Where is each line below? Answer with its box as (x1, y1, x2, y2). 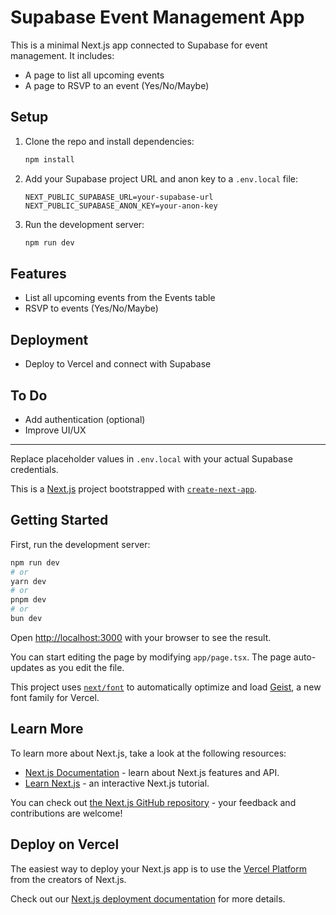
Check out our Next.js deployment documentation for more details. (10, 892, 286, 905)
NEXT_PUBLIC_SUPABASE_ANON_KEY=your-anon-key (24, 201, 218, 211)
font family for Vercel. (10, 691, 100, 703)
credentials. (10, 463, 59, 475)
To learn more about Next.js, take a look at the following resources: (10, 747, 287, 759)
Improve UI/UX (24, 424, 87, 436)
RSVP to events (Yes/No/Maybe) (24, 302, 159, 315)
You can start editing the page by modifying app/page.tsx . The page (10, 651, 292, 663)
